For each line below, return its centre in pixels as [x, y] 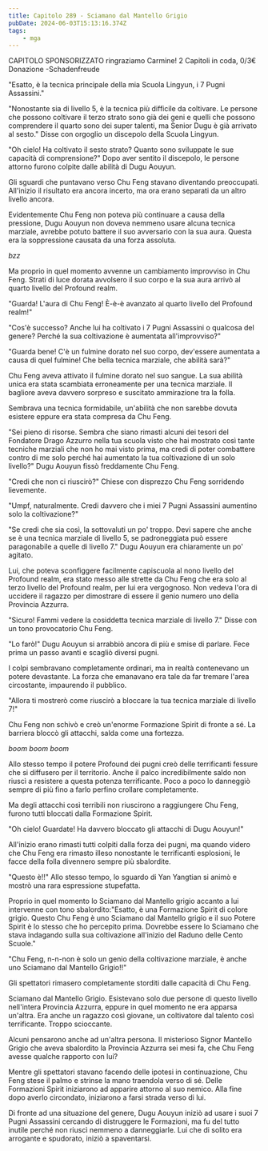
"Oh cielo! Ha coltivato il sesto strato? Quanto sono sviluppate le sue [121, 150]
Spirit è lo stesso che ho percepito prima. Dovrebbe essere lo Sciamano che [134, 927]
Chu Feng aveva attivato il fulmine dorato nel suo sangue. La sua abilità [126, 376]
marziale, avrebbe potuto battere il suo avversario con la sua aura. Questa [130, 232]
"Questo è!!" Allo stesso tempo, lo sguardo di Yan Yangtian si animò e [123, 877]
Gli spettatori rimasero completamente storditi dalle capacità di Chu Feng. [130, 983]
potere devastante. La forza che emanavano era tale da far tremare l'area [129, 677]
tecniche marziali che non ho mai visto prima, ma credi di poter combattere [132, 450]
